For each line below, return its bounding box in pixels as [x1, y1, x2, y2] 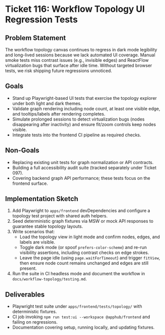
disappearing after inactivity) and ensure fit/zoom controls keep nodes [12, 121, 156, 127]
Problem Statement [5, 34, 66, 42]
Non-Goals [5, 146, 40, 155]
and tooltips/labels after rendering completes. [12, 111, 105, 117]
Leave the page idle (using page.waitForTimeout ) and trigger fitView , [19, 255, 161, 261]
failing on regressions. [12, 319, 58, 325]
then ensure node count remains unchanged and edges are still [19, 260, 149, 266]
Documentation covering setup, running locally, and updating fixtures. [12, 325, 155, 331]
